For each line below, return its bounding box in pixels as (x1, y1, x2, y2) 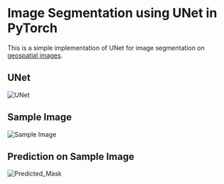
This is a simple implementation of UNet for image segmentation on (7, 43, 205, 52)
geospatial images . (7, 51, 63, 60)
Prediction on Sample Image (7, 151, 135, 163)
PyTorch (7, 20, 58, 36)
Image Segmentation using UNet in (7, 5, 218, 21)
